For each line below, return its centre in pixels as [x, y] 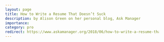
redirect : [15, 32]
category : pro [20, 28]
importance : [17, 23]
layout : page [18, 9]
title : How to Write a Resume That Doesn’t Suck [55, 14]
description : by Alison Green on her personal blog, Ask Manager [73, 18]
